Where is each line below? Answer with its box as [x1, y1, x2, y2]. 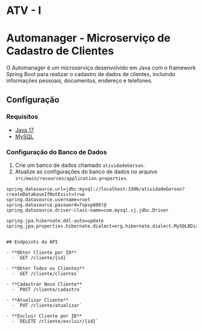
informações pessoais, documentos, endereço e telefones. [6, 77, 153, 85]
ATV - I [6, 4, 42, 18]
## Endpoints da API [6, 239, 59, 245]
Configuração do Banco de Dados [6, 147, 108, 156]
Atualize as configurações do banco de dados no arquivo [14, 168, 158, 175]
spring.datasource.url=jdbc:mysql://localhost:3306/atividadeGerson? [6, 186, 185, 192]
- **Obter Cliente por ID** [6, 250, 77, 256]
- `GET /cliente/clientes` [11, 271, 80, 277]
